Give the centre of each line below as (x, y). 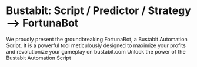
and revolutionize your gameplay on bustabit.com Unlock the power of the (96, 51)
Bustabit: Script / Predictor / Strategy (98, 11)
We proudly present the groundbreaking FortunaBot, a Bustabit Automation (97, 39)
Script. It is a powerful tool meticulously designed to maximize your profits (96, 45)
